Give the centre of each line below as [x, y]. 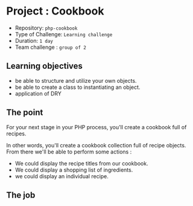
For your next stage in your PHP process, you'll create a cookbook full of [96, 127]
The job [21, 195]
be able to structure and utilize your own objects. [76, 80]
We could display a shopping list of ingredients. [74, 170]
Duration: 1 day [34, 40]
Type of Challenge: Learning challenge [64, 34]
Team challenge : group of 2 [50, 47]
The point [25, 113]
